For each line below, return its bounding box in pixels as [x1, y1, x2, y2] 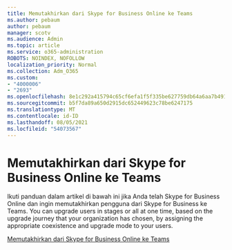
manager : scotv [7, 29, 51, 37]
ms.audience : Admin [7, 36, 64, 43]
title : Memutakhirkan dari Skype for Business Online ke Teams [7, 10, 193, 17]
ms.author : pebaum [7, 17, 60, 23]
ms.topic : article [7, 42, 60, 49]
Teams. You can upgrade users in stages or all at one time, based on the [7, 207, 213, 216]
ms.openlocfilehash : [7, 94, 67, 101]
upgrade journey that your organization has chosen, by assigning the [7, 214, 204, 222]
